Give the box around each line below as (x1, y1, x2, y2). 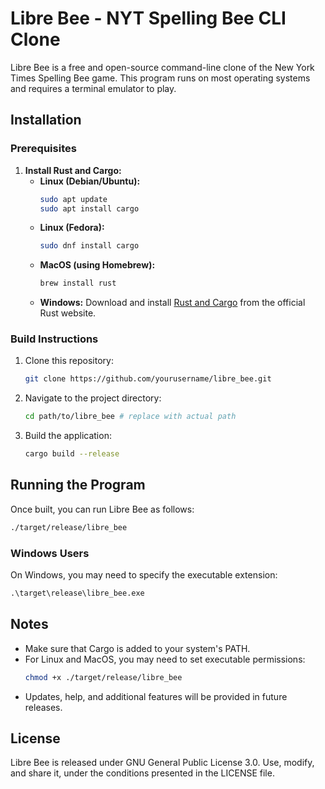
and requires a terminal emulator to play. (10, 82, 177, 94)
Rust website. (39, 307, 97, 319)
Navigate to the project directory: (24, 392, 162, 404)
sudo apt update (39, 194, 108, 204)
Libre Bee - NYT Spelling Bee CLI (10, 7, 287, 30)
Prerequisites (10, 142, 77, 156)
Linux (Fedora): (39, 222, 105, 234)
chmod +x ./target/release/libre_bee (24, 672, 183, 682)
